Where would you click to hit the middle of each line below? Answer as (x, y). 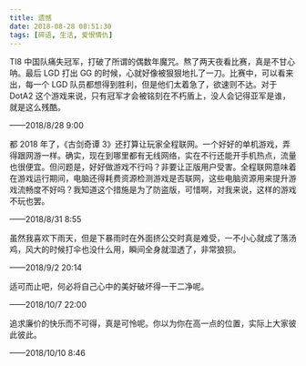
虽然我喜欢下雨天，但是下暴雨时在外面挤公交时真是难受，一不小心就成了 (145, 239)
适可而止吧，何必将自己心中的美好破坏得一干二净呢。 (109, 287)
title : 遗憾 (31, 18)
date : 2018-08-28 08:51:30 (61, 26)
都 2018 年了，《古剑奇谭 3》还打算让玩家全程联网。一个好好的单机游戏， (146, 144)
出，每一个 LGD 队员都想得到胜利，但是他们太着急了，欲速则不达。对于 (143, 85)
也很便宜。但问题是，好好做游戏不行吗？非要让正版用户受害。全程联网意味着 (153, 167)
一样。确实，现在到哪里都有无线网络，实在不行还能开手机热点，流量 (168, 156)
